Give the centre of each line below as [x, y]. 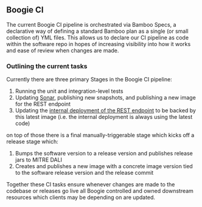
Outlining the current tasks [47, 66]
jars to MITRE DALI [39, 160]
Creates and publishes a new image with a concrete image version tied [104, 166]
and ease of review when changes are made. [63, 50]
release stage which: [33, 141]
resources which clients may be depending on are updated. [81, 197]
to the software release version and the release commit [84, 173]
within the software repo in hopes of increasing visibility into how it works [99, 44]
